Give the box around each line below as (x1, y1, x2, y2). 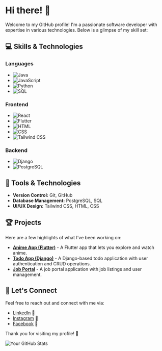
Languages (5, 60, 34, 67)
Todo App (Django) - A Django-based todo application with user (12, 255, 148, 261)
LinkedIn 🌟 (12, 310, 35, 316)
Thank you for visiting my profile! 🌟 (5, 330, 79, 336)
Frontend (5, 101, 29, 108)
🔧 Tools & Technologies (5, 179, 81, 187)
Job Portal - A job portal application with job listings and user (12, 266, 142, 272)
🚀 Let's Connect (5, 286, 57, 295)
